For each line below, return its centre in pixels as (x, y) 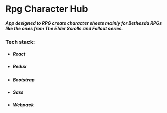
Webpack (23, 105)
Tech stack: (20, 42)
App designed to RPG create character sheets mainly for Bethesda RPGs (84, 23)
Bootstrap (23, 80)
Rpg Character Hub (47, 9)
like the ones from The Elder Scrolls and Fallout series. (64, 28)
